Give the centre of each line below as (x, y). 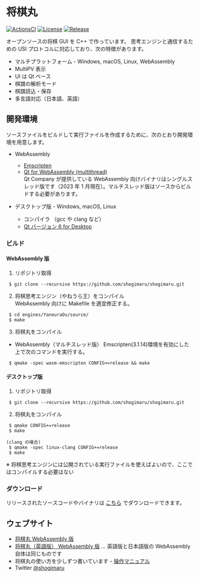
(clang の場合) (23, 443)
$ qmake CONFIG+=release (39, 426)
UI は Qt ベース (33, 76)
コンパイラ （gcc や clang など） (64, 219)
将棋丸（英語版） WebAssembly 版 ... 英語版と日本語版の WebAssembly (102, 546)
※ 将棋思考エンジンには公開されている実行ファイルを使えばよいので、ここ (97, 465)
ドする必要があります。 (52, 193)
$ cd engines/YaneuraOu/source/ (49, 315)
